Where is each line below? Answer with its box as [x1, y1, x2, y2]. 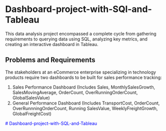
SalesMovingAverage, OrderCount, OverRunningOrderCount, [12, 89, 138, 95]
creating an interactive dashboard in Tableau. [5, 41, 98, 47]
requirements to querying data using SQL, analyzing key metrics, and [5, 36, 147, 42]
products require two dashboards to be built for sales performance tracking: [5, 74, 162, 80]
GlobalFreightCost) [12, 110, 51, 116]
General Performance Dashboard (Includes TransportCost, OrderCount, [12, 100, 160, 106]
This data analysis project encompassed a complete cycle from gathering [5, 30, 156, 36]
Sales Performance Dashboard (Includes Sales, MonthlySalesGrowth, [12, 84, 155, 90]
